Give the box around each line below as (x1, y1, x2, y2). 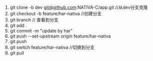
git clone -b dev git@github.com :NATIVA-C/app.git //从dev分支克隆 (9, 4, 148, 10)
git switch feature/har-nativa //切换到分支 (9, 44, 95, 50)
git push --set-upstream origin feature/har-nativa (9, 33, 111, 39)
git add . (9, 22, 27, 28)
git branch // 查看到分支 (9, 17, 59, 22)
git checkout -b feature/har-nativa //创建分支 (9, 10, 102, 16)
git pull (9, 50, 24, 56)
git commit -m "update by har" (9, 28, 73, 33)
